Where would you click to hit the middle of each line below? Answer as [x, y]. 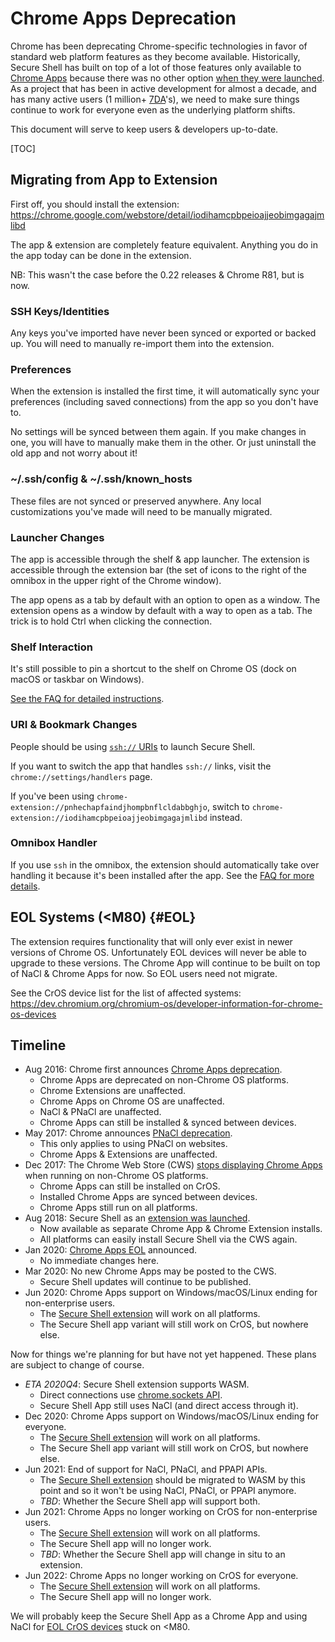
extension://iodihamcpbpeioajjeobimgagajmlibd [109, 818]
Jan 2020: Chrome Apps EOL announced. [111, 1250]
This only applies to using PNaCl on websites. [133, 1144]
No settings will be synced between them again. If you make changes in [158, 432]
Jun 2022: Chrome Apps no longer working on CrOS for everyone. [161, 1576]
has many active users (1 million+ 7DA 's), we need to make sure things [155, 99]
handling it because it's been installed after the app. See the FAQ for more [162, 875]
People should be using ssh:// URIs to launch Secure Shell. [133, 746]
